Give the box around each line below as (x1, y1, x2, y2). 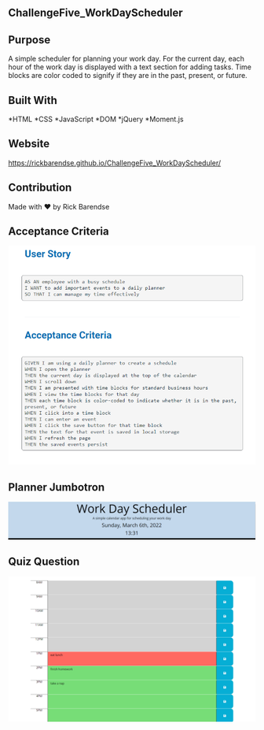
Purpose (8, 33, 51, 46)
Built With (8, 94, 57, 107)
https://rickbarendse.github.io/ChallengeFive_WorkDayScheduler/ (8, 157, 222, 168)
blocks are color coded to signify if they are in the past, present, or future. (8, 71, 247, 80)
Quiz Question (8, 555, 80, 569)
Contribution (8, 181, 72, 195)
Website (8, 137, 49, 150)
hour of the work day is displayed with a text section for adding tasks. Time (8, 62, 251, 72)
